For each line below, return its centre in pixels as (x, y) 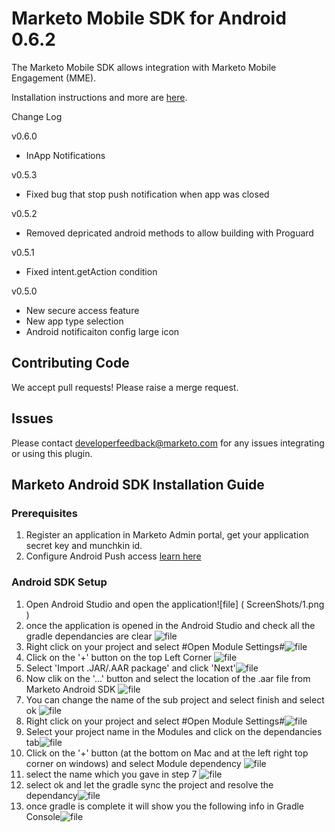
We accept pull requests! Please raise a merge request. (125, 387)
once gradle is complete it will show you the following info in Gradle (165, 806)
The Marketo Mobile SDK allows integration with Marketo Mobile (144, 67)
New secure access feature (82, 310)
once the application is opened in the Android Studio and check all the (170, 625)
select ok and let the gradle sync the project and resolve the (149, 784)
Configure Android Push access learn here (113, 556)
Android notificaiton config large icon (102, 331)
